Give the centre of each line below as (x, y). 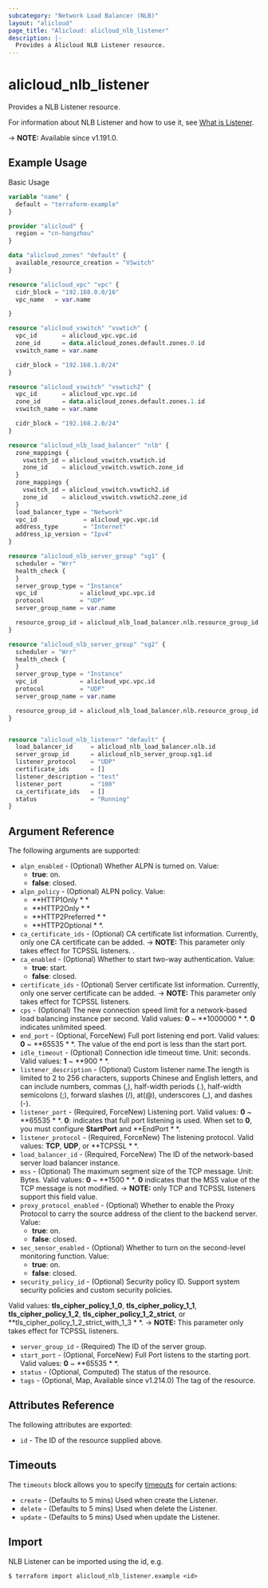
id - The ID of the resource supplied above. (91, 1440)
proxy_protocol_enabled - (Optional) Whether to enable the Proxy (127, 1206)
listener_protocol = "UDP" (65, 762)
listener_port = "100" (65, 784)
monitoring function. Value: (64, 1256)
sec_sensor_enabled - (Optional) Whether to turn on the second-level (132, 1248)
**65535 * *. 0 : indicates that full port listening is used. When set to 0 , (136, 1121)
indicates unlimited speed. (63, 1028)
